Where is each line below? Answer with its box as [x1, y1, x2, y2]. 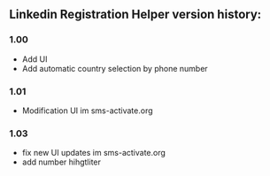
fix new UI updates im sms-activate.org [21, 148, 166, 158]
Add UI [21, 53, 48, 65]
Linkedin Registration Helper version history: [9, 7, 262, 22]
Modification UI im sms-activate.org [21, 105, 153, 116]
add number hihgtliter [21, 157, 102, 167]
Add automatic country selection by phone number [21, 63, 208, 73]
